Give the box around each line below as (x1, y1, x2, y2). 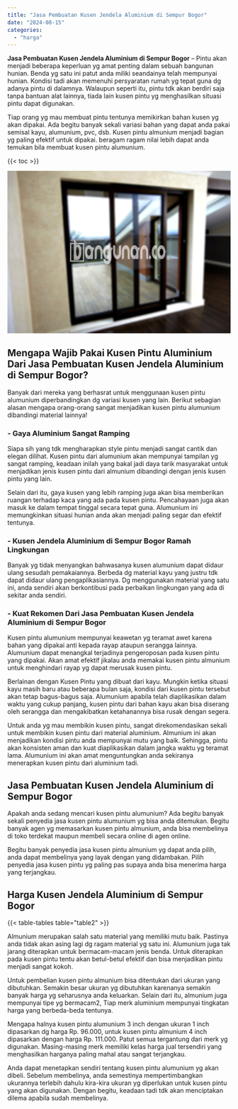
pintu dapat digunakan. (7, 99, 75, 108)
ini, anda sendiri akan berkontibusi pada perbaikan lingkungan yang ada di (7, 584, 225, 592)
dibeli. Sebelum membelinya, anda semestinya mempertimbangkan (7, 1071, 203, 1080)
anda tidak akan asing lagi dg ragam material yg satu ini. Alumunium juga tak (7, 940, 231, 948)
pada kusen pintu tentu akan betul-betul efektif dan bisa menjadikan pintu (7, 955, 223, 963)
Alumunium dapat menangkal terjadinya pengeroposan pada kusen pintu (7, 649, 220, 657)
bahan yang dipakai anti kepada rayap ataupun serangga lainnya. (7, 641, 198, 649)
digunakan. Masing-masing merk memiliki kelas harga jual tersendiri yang (7, 1042, 222, 1051)
